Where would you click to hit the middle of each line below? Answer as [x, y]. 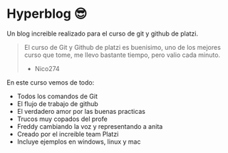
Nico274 [47, 68]
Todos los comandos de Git [57, 96]
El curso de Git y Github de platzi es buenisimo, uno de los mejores [123, 47]
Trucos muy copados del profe [62, 119]
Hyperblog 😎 [47, 14]
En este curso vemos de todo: [51, 82]
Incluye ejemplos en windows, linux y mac [79, 142]
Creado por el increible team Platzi [68, 134]
